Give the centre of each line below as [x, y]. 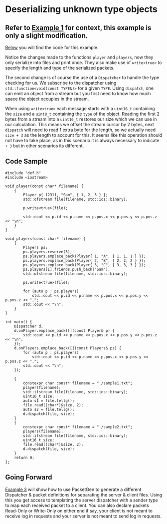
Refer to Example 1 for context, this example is [78, 28]
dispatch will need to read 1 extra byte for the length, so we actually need [81, 130]
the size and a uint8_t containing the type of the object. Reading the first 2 [83, 114]
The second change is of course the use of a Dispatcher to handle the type [82, 78]
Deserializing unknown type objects [82, 9]
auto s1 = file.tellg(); [49, 401]
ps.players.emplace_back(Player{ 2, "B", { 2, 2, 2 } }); [84, 260]
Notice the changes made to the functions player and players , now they [79, 57]
